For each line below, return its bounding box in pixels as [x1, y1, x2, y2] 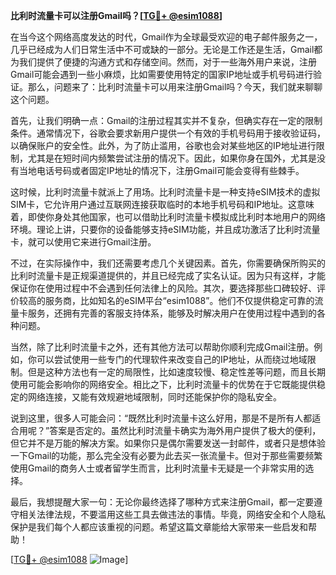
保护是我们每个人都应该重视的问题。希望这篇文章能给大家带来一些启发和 [10, 521, 308, 533]
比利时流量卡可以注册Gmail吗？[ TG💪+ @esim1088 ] [10, 10, 223, 21]
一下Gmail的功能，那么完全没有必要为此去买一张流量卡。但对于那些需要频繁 [10, 450, 323, 461]
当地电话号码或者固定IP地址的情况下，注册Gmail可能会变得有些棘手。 [18, 165, 305, 176]
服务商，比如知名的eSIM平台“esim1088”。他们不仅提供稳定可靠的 [44, 295, 315, 306]
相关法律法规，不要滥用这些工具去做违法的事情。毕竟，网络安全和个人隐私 [18, 509, 326, 520]
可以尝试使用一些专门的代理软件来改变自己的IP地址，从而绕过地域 [36, 354, 308, 365]
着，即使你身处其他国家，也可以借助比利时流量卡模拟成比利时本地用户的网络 [10, 211, 326, 223]
